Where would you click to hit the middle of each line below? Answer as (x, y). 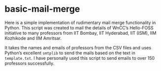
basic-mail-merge (42, 9)
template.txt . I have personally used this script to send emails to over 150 (80, 58)
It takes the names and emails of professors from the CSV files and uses (78, 47)
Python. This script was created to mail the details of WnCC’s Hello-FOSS (79, 27)
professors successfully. (30, 63)
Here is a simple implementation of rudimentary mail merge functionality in (80, 23)
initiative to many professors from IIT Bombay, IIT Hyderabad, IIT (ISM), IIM (80, 33)
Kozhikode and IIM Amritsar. (33, 38)
